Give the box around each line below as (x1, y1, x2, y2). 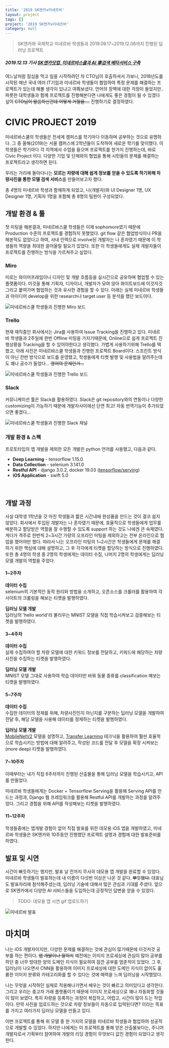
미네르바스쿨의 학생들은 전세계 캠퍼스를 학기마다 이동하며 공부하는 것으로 (5, 134, 148, 140)
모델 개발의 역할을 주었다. (5, 557, 55, 564)
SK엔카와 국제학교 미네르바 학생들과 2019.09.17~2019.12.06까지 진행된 (17, 41, 158, 47)
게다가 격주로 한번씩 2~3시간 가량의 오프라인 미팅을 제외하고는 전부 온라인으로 (5, 532, 159, 538)
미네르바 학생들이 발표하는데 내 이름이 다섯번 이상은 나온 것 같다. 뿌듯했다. (5, 875, 150, 881)
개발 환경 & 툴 (5, 209, 45, 218)
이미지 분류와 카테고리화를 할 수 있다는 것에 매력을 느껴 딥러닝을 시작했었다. (14, 971, 163, 977)
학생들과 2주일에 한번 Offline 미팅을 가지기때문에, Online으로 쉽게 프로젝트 (10, 335, 157, 341)
